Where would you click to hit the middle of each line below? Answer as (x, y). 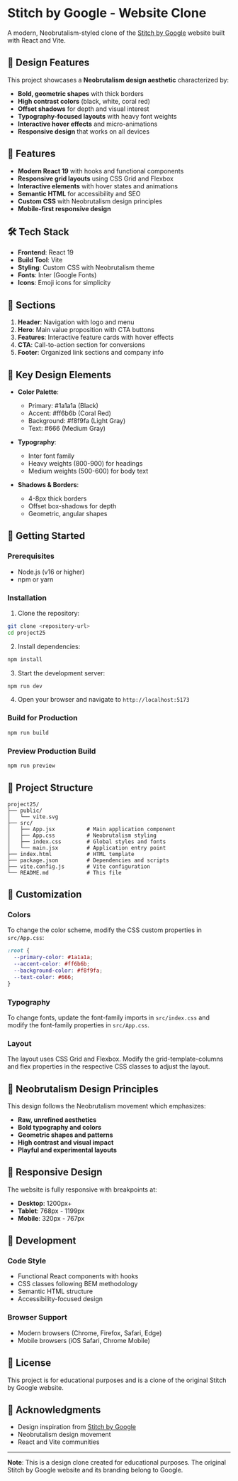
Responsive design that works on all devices (84, 131)
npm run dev (25, 686)
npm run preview (31, 766)
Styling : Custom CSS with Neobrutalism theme (86, 267)
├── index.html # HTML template (71, 854)
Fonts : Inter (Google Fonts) (57, 275)
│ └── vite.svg (33, 817)
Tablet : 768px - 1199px (51, 1211)
